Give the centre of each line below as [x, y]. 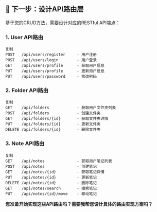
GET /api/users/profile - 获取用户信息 [55, 66]
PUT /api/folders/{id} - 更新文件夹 [53, 124]
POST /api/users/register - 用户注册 [51, 55]
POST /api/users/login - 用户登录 [51, 60]
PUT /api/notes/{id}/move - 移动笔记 [51, 194]
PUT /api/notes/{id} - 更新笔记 [51, 177]
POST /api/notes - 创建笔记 [51, 166]
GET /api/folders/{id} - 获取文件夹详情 [57, 119]
